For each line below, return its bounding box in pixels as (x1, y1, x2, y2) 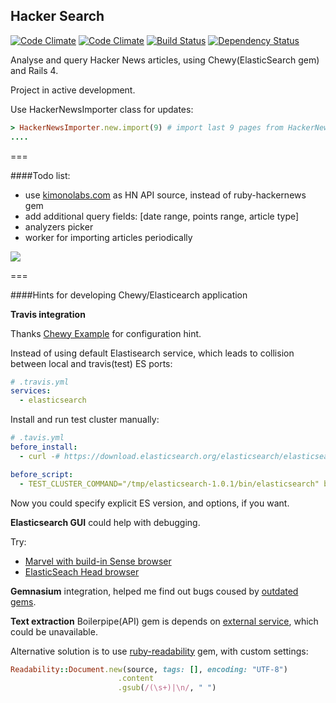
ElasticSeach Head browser (24, 565, 140, 578)
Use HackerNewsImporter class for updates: (10, 103, 194, 115)
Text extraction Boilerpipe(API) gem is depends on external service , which (10, 615, 319, 627)
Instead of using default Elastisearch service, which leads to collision (10, 347, 295, 359)
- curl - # (19, 451, 60, 461)
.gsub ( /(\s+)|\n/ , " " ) (117, 683, 217, 693)
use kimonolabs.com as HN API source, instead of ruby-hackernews (24, 189, 307, 201)
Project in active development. (10, 84, 136, 96)
